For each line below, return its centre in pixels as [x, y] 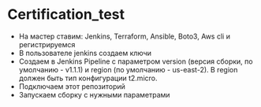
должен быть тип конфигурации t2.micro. [88, 78]
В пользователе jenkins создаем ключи [85, 53]
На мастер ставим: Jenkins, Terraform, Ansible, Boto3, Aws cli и [124, 36]
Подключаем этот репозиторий [72, 86]
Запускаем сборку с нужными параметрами [94, 94]
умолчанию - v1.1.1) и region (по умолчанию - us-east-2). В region [128, 69]
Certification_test [66, 15]
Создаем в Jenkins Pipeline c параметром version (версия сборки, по [136, 61]
